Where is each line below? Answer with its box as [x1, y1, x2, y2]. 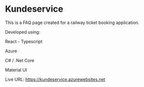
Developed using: [5, 29, 41, 35]
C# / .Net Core [5, 57, 35, 63]
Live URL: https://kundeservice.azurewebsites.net [5, 76, 105, 82]
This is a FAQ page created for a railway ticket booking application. [5, 20, 140, 25]
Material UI [5, 67, 27, 73]
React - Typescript [5, 38, 42, 44]
